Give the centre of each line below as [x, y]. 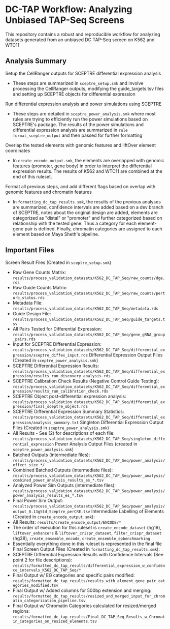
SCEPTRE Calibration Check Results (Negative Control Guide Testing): [86, 381]
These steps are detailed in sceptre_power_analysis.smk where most [84, 113]
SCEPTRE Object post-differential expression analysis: [69, 396]
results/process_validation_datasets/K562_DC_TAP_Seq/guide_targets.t [89, 319]
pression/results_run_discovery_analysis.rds [61, 376]
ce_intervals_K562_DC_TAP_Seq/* [47, 570]
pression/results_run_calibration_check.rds [60, 391]
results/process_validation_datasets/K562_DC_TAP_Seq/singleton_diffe [89, 439]
